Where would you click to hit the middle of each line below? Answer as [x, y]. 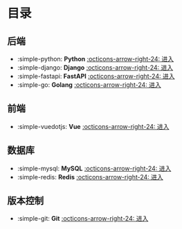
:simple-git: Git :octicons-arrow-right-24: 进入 [83, 219]
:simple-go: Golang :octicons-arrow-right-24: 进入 [89, 85]
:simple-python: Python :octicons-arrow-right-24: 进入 [95, 59]
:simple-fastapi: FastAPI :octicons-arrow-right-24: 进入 [96, 76]
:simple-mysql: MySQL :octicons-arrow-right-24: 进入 [94, 168]
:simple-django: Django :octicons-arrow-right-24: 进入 [95, 68]
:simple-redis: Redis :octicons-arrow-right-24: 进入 [90, 177]
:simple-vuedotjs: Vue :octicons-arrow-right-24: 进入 [93, 126]
